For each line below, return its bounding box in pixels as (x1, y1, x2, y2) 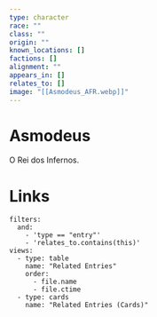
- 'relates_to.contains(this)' (25, 239, 141, 248)
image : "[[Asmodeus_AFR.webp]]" (9, 87, 129, 96)
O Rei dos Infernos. (9, 155, 80, 165)
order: (25, 270, 50, 279)
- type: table (17, 254, 69, 263)
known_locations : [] (9, 46, 86, 55)
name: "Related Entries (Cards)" (25, 301, 149, 310)
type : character (9, 12, 69, 22)
